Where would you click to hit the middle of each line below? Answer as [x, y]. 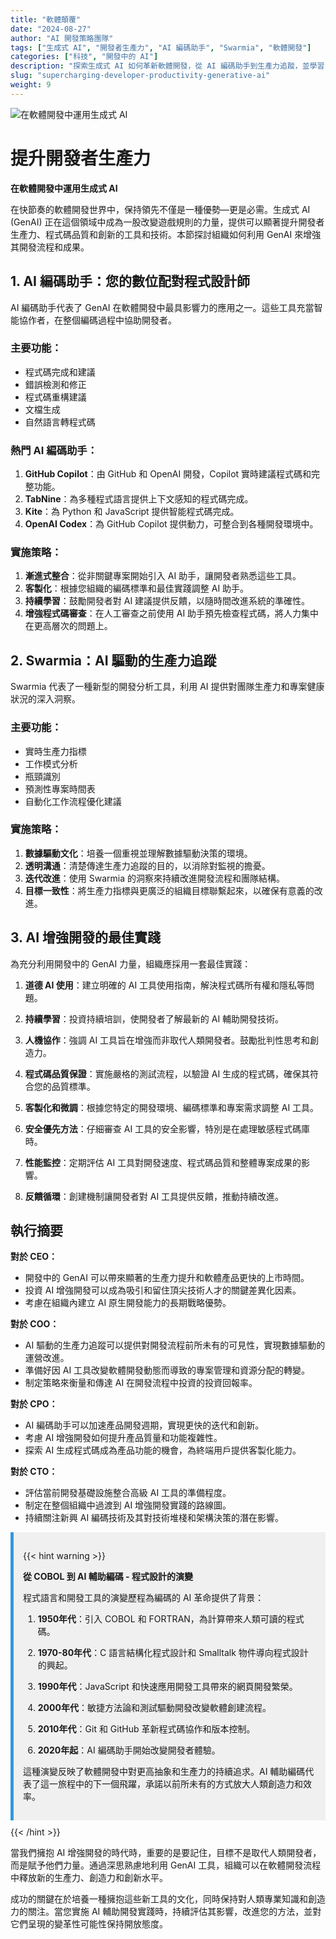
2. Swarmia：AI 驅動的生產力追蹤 [113, 660]
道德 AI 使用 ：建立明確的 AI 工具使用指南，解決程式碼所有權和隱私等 [165, 985]
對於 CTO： [34, 1472]
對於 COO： [35, 1324]
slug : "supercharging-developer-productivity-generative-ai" [140, 76]
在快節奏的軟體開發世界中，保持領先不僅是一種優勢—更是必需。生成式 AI [160, 209]
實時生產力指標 [55, 751]
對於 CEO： [34, 1257]
